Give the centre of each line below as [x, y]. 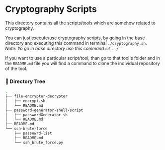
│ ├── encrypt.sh [25, 101]
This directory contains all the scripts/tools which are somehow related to [80, 23]
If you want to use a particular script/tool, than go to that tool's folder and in [83, 58]
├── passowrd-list [33, 133]
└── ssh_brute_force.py [39, 143]
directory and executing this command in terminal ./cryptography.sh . [76, 43]
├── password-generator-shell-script [44, 110]
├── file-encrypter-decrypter [37, 96]
